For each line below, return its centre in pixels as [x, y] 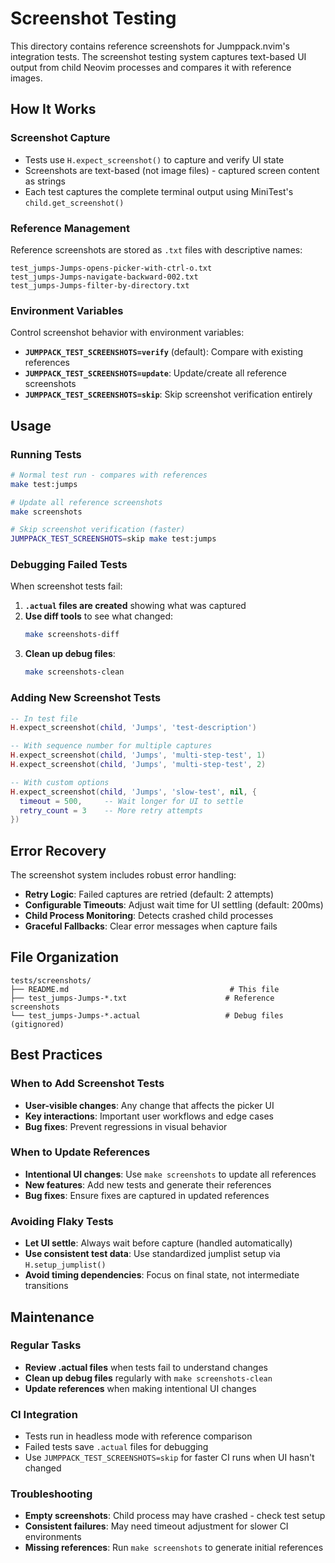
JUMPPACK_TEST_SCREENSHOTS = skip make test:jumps [113, 539]
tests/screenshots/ [51, 980]
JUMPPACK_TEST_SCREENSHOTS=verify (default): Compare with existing [164, 352]
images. [26, 78]
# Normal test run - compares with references [109, 475]
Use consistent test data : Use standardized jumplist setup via [152, 1254]
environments [53, 1537]
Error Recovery [58, 850]
